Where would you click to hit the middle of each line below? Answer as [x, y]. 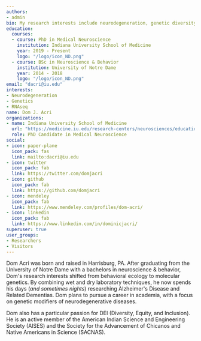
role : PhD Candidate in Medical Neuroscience [69, 135]
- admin [16, 17]
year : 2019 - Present [44, 51]
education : [20, 29]
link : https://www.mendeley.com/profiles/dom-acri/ [77, 207]
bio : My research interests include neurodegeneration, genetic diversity [101, 23]
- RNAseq [17, 107]
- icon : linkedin [28, 213]
